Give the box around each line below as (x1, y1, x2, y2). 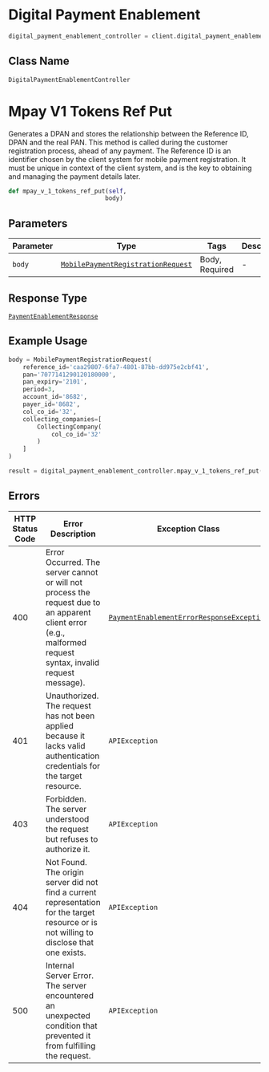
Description (50, 528, 96, 539)
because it (45, 730, 86, 741)
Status (12, 523, 38, 534)
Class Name (8, 55, 70, 68)
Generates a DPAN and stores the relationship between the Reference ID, (8, 128, 250, 138)
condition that (45, 1020, 98, 1031)
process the (45, 587, 90, 598)
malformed (45, 636, 86, 648)
